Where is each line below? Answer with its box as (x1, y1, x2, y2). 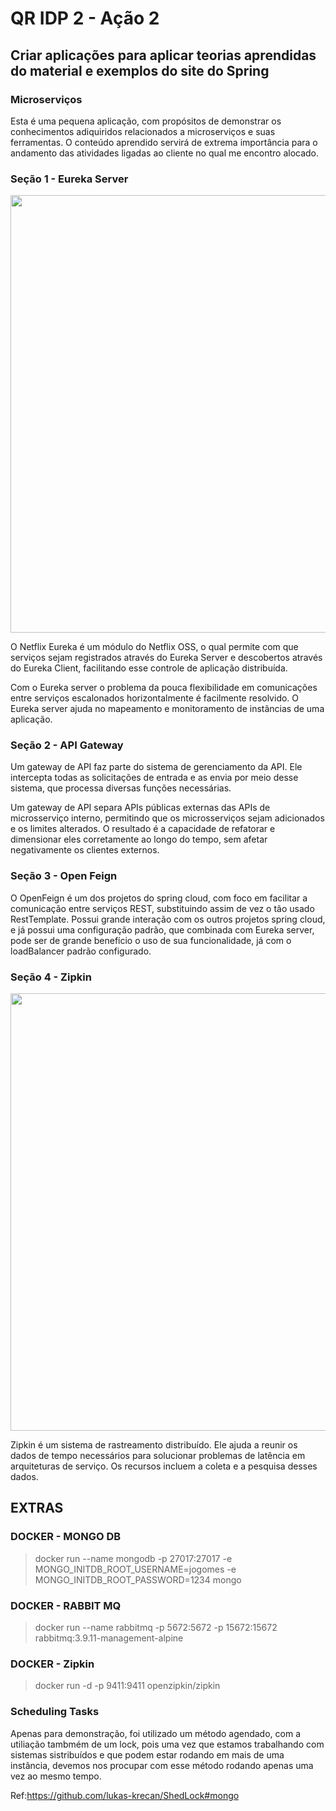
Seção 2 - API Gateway (10, 738, 124, 752)
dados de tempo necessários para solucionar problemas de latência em (10, 1450, 306, 1462)
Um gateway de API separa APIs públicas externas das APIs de (10, 802, 271, 814)
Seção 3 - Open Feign (10, 869, 118, 883)
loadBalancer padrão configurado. (10, 945, 152, 957)
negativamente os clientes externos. (10, 844, 160, 856)
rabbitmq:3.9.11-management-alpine (34, 1632, 184, 1644)
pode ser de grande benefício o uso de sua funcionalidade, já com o (10, 934, 292, 946)
